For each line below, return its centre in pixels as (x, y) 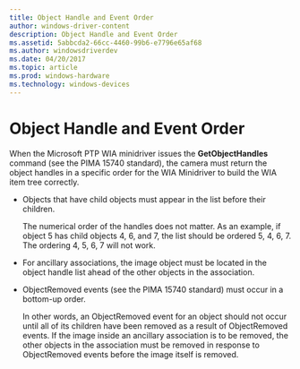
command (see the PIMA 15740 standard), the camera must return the (138, 163)
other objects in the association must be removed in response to (141, 345)
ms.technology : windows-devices (69, 84)
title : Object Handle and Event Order (81, 17)
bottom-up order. (54, 299)
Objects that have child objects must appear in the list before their (144, 199)
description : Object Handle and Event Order (94, 34)
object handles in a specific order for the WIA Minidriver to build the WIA (143, 172)
